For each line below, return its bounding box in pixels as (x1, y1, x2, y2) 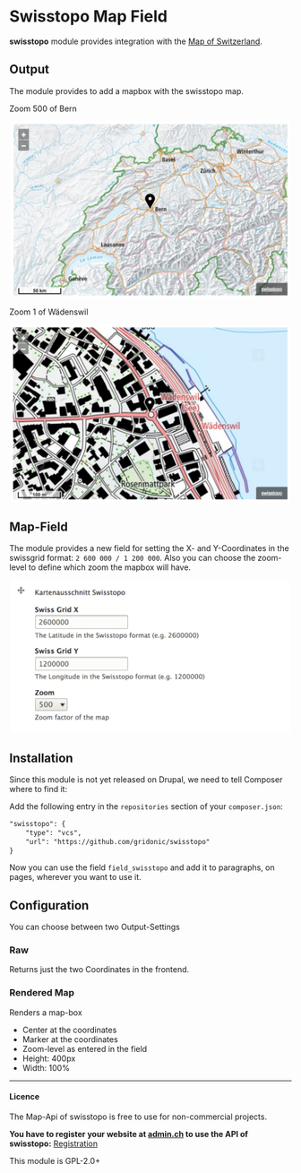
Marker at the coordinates (21, 1033, 118, 1045)
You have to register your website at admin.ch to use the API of (9, 1128, 249, 1139)
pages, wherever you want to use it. (9, 872, 142, 883)
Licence (9, 1091, 40, 1102)
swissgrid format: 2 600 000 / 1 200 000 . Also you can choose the (9, 553, 256, 564)
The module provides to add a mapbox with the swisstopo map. (9, 85, 245, 96)
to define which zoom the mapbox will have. (28, 562, 191, 573)
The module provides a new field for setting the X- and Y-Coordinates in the (9, 543, 289, 554)
